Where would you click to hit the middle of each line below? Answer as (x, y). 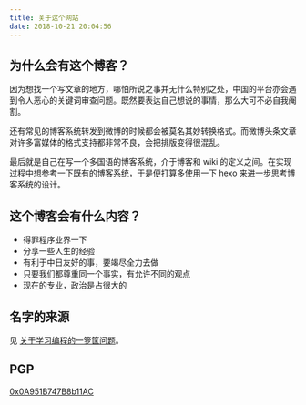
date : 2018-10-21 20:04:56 (61, 26)
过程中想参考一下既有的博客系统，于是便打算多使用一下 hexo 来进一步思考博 (153, 173)
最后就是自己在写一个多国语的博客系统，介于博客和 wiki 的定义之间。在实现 (151, 162)
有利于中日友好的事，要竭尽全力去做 (91, 263)
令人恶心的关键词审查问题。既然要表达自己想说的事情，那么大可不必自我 (153, 100)
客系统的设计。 (37, 185)
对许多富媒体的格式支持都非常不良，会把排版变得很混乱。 (117, 143)
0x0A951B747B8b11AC (51, 391)
